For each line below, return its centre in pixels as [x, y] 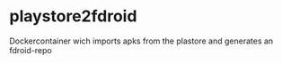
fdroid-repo [31, 50]
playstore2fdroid [73, 16]
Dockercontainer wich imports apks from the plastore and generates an [141, 41]
